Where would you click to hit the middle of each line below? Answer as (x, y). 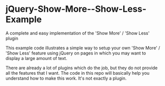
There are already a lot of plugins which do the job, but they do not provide (82, 68)
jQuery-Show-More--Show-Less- (76, 9)
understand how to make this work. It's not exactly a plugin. (66, 78)
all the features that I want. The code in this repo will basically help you (78, 73)
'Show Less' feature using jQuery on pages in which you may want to (76, 53)
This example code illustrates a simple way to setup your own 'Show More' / (83, 48)
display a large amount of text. (36, 58)
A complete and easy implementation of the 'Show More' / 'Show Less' (78, 33)
